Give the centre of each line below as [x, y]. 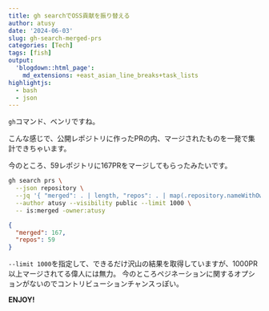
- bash [26, 90]
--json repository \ [50, 188]
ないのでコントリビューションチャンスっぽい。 [106, 284]
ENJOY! [22, 300]
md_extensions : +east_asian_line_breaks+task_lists [110, 75]
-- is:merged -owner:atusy [60, 210]
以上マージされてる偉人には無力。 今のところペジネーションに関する [121, 274]
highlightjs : [30, 83]
